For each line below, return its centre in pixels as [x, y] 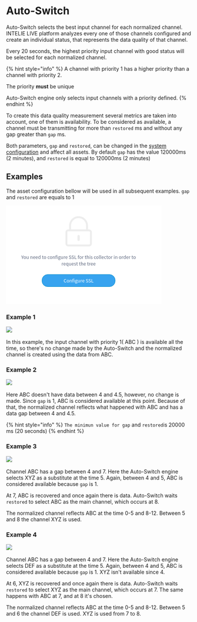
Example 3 [21, 446]
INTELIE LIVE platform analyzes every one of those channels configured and [98, 33]
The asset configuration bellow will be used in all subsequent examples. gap [98, 191]
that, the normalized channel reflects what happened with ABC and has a [95, 407]
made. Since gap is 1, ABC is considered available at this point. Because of [96, 401]
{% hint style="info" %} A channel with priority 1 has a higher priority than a [98, 68]
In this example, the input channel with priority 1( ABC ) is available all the [95, 342]
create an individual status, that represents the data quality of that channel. [97, 39]
